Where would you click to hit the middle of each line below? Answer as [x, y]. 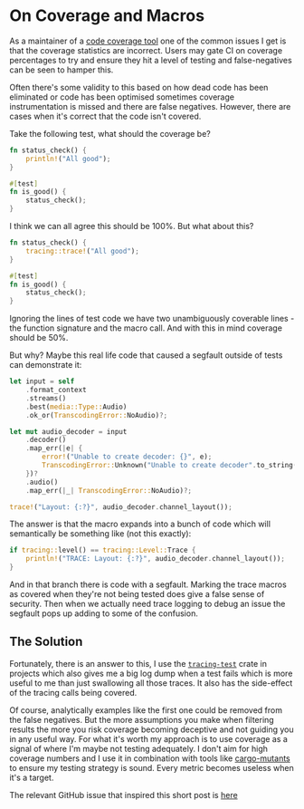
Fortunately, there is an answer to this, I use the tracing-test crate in [138, 663]
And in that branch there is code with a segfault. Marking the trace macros [148, 584]
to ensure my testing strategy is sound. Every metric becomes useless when [152, 767]
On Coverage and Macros [107, 16]
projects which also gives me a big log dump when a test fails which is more [151, 673]
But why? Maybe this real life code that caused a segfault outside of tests [146, 355]
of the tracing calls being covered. [73, 692]
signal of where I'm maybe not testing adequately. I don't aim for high [139, 748]
